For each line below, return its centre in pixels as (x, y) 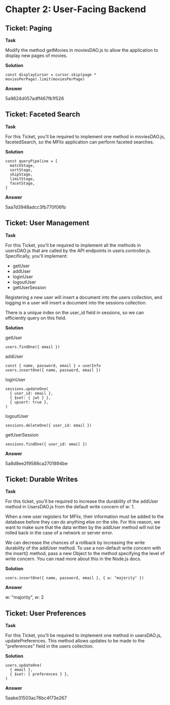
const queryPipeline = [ (31, 161)
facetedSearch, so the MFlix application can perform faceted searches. (80, 142)
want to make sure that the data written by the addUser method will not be (83, 528)
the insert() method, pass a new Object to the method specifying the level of (85, 554)
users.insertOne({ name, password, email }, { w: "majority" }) (75, 578)
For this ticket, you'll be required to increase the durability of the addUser (82, 501)
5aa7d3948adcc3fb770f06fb (36, 207)
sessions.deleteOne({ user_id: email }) (49, 425)
